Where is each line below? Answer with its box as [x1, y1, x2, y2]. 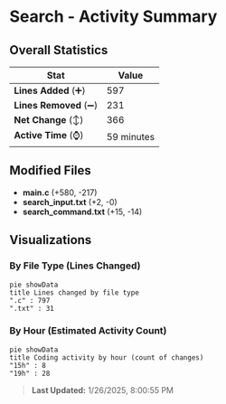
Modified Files [9, 163, 92, 178]
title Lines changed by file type [9, 287, 140, 297]
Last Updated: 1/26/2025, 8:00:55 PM [31, 384, 174, 395]
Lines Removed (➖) [14, 99, 98, 111]
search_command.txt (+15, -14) [22, 206, 143, 217]
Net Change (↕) [14, 114, 84, 126]
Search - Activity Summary [9, 6, 218, 27]
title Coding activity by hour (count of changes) [9, 352, 204, 362]
